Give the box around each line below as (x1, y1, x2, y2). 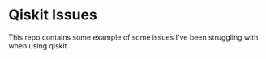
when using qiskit (8, 40, 67, 50)
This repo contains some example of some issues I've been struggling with (8, 32, 259, 42)
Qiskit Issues (8, 6, 97, 24)
